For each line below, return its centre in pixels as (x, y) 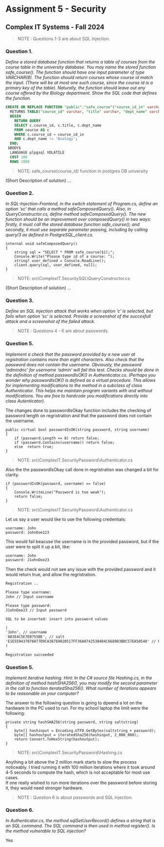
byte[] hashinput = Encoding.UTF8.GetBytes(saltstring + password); (85, 731)
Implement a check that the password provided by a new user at (71, 354)
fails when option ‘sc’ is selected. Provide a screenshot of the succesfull (78, 316)
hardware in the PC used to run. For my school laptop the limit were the (77, 708)
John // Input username (30, 597)
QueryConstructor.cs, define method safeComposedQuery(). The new (76, 214)
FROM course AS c (32, 130)
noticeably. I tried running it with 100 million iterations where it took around (80, 767)
